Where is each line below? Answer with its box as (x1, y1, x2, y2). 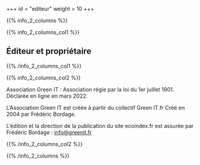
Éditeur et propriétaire (6, 46, 92, 56)
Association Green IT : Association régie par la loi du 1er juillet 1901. (6, 86, 175, 93)
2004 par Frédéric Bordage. (6, 110, 76, 118)
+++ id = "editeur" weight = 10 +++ (6, 5, 95, 12)
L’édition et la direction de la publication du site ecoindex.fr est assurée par (6, 122, 194, 129)
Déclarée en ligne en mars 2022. (6, 92, 88, 99)
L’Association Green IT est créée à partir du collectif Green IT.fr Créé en (6, 104, 185, 111)
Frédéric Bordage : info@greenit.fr (6, 129, 92, 136)
